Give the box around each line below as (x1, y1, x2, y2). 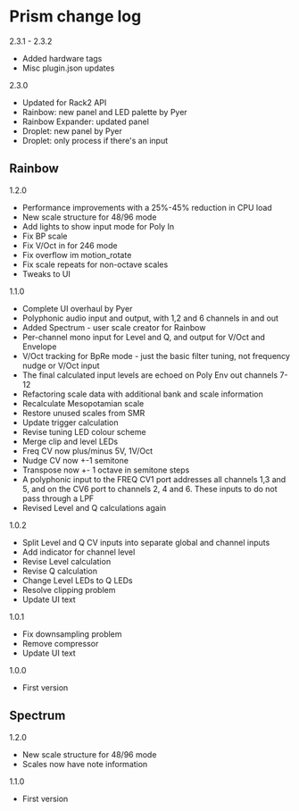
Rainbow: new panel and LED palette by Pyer (21, 106, 187, 117)
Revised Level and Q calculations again (21, 502, 167, 513)
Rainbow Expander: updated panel (21, 116, 150, 127)
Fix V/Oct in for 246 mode (21, 239, 118, 251)
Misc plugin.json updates (21, 63, 115, 73)
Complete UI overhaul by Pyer (21, 303, 133, 314)
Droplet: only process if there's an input (21, 135, 169, 146)
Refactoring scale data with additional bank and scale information (21, 389, 263, 399)
